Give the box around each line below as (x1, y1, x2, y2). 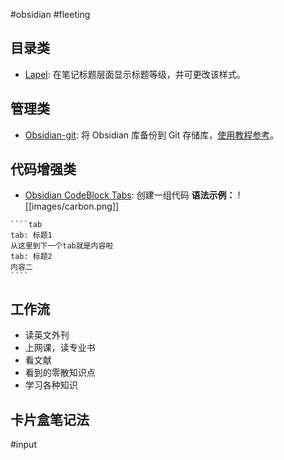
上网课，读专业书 (24, 342, 96, 354)
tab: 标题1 (10, 230, 53, 241)
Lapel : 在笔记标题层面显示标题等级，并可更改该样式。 (24, 68, 246, 80)
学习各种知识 (24, 379, 78, 391)
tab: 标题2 (10, 252, 53, 262)
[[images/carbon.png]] (24, 200, 120, 213)
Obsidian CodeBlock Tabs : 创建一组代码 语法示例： (24, 189, 236, 201)
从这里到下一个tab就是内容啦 (10, 241, 114, 251)
